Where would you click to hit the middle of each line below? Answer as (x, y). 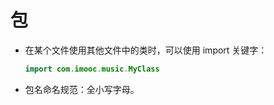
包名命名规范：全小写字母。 (82, 89)
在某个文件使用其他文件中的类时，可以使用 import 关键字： (146, 50)
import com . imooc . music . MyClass (92, 69)
